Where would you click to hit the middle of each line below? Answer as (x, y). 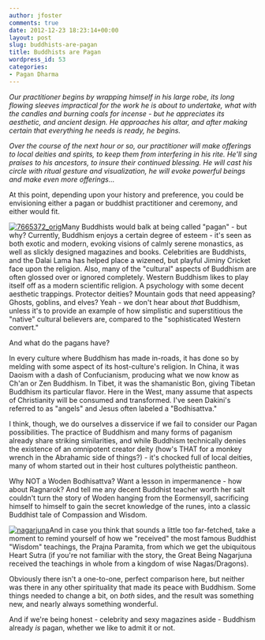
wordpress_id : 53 (37, 60)
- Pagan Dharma (34, 74)
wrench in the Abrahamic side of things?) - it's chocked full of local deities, (131, 457)
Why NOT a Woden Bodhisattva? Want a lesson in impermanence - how (126, 481)
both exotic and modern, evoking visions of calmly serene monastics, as (126, 243)
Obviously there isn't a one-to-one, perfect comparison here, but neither (127, 578)
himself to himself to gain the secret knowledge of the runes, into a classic (130, 506)
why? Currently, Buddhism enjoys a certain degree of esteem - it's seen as (130, 235)
